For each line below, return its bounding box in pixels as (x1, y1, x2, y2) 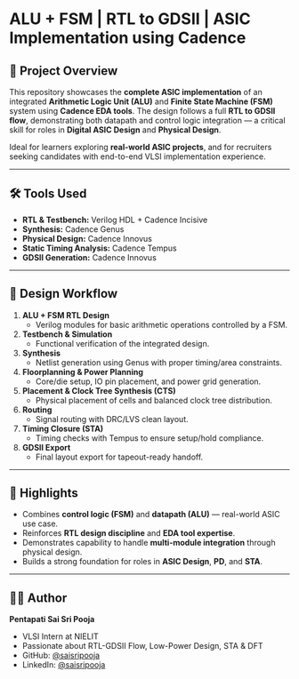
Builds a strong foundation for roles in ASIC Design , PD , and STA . (21, 556, 263, 567)
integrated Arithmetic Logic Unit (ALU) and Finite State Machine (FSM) (9, 96, 273, 107)
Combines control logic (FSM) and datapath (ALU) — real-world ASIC (21, 509, 280, 520)
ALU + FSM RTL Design (21, 309, 109, 320)
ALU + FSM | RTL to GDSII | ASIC (9, 9, 251, 29)
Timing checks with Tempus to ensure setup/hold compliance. (35, 432, 264, 443)
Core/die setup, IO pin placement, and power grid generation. (35, 376, 262, 387)
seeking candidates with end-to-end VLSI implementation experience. (9, 151, 266, 162)
